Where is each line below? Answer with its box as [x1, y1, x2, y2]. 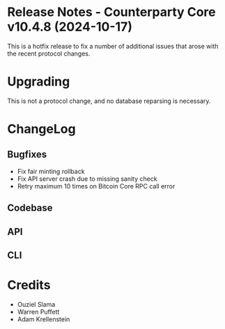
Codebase [7, 202, 54, 214]
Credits [7, 278, 51, 293]
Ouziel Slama [17, 300, 56, 308]
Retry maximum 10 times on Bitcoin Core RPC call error [17, 182, 176, 190]
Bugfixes [7, 149, 47, 161]
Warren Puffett [17, 307, 60, 316]
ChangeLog [7, 121, 76, 137]
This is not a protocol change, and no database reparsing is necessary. [7, 97, 211, 105]
